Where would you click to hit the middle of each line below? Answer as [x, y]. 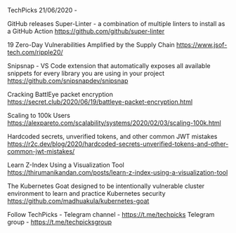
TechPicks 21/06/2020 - [42, 10]
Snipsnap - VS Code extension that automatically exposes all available [109, 66]
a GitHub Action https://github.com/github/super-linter [86, 31]
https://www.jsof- [202, 45]
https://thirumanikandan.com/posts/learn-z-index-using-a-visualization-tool [118, 172]
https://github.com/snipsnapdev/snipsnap [68, 81]
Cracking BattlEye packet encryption [60, 94]
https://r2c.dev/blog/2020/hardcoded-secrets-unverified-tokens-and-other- [118, 144]
